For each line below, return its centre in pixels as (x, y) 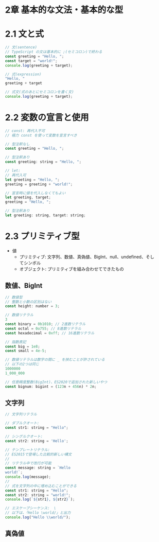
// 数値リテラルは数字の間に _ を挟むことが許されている (55, 360)
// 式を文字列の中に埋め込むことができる (41, 486)
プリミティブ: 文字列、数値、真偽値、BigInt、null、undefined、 (82, 257)
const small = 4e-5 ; (26, 351)
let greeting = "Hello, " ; (32, 180)
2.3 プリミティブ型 (43, 236)
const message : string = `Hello (38, 468)
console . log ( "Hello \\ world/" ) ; (38, 517)
